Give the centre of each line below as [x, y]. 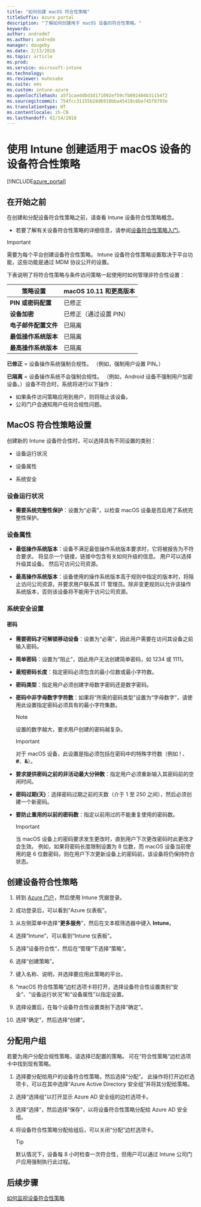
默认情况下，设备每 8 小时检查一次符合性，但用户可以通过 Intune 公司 [101, 1154]
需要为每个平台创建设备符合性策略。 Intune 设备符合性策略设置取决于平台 [97, 255]
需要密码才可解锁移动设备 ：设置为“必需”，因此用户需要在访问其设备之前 [104, 639]
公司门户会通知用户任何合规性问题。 [60, 404]
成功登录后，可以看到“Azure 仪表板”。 [63, 910]
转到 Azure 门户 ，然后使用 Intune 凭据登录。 [70, 898]
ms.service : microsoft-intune [45, 68]
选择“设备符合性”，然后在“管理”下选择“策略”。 [72, 949]
